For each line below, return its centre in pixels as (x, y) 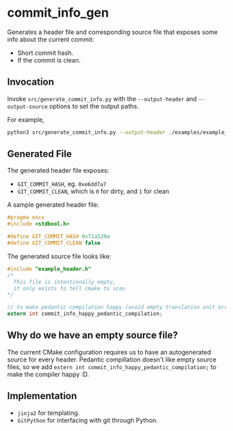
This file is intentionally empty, (65, 282)
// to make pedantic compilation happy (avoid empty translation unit (111, 307)
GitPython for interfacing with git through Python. (87, 420)
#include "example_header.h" (49, 269)
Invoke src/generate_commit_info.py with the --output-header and (102, 99)
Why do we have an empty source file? (93, 336)
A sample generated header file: (53, 205)
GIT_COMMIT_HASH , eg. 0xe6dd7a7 (62, 184)
